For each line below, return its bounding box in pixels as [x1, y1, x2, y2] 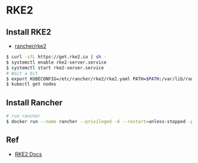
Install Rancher [6, 98, 63, 108]
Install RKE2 [6, 27, 51, 37]
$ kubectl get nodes [6, 81, 57, 87]
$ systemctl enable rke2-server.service [6, 59, 107, 65]
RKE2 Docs [14, 151, 42, 158]
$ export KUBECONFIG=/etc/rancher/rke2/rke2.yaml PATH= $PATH [6, 76, 160, 82]
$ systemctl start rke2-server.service [6, 65, 104, 71]
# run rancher [6, 113, 41, 119]
